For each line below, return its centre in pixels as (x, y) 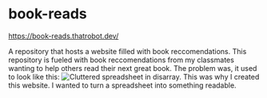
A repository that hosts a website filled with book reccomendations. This (128, 51)
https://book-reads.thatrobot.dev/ (64, 36)
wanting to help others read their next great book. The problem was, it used (133, 68)
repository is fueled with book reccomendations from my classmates (121, 60)
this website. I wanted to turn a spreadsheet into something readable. (123, 85)
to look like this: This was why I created (134, 76)
